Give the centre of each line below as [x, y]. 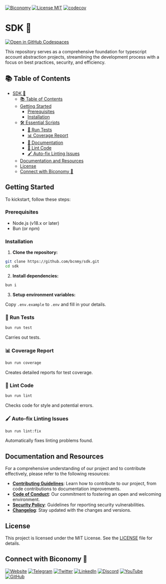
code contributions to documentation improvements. [66, 489]
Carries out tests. [23, 337]
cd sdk [12, 266]
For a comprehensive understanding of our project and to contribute [75, 469]
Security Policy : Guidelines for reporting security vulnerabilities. [79, 505]
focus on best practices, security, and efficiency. [55, 62]
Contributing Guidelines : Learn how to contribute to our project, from [84, 484]
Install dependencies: [35, 275]
